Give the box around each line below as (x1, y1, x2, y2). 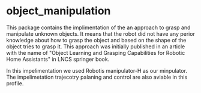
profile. (6, 79, 24, 87)
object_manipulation (6, 4, 111, 18)
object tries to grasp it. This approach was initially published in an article (6, 43, 185, 50)
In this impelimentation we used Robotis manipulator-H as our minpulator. (6, 67, 188, 74)
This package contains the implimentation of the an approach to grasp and (6, 24, 191, 31)
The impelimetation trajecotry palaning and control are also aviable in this (6, 73, 188, 80)
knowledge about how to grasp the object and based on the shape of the (6, 36, 187, 44)
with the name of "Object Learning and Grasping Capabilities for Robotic (6, 49, 185, 56)
